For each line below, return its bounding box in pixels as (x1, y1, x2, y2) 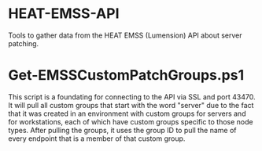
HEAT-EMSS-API (8, 5, 120, 23)
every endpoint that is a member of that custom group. (8, 134, 186, 143)
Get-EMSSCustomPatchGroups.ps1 (8, 67, 245, 84)
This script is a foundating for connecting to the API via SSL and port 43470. (8, 92, 256, 102)
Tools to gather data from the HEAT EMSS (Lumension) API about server (8, 31, 242, 40)
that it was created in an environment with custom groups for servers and (8, 109, 246, 118)
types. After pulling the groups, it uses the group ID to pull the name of (8, 125, 238, 135)
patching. (8, 38, 39, 48)
